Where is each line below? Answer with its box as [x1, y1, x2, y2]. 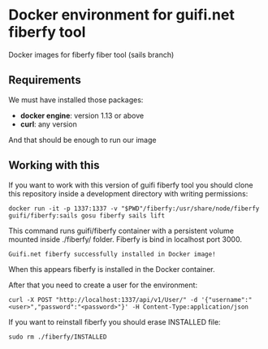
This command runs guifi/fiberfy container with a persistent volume [8, 226, 234, 235]
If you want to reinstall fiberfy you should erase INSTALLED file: [8, 317, 221, 326]
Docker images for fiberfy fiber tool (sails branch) [8, 50, 175, 59]
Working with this [8, 158, 100, 172]
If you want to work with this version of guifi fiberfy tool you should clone [8, 180, 253, 190]
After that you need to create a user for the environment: [8, 280, 197, 290]
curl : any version [19, 119, 77, 129]
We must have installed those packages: [8, 95, 144, 105]
